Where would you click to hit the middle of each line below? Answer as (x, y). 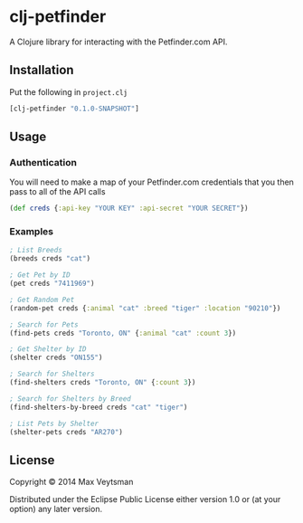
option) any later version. (56, 509)
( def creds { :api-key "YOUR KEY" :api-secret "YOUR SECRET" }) (129, 209)
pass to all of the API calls (57, 192)
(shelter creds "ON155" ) (56, 358)
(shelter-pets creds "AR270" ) (66, 432)
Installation (42, 70)
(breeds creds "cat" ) (50, 259)
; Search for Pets (44, 324)
